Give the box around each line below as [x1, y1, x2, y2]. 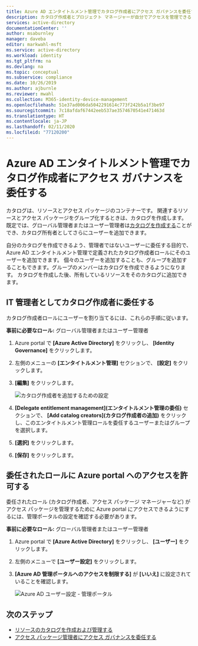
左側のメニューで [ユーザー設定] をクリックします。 [14, 558, 140, 565]
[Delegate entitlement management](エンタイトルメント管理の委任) [14, 404, 182, 411]
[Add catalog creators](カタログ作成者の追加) [47, 412, 160, 419]
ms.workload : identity [6, 53, 62, 58]
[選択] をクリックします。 [14, 439, 77, 446]
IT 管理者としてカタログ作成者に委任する [6, 298, 155, 308]
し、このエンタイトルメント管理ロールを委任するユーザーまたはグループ [14, 419, 190, 426]
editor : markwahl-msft [6, 42, 62, 48]
